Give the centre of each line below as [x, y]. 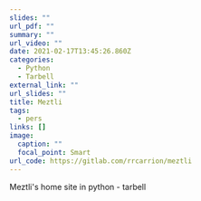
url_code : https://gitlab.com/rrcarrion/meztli [101, 161]
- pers [30, 119]
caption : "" [40, 144]
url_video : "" [36, 43]
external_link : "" [44, 85]
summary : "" [32, 34]
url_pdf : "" [32, 26]
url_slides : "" [38, 93]
